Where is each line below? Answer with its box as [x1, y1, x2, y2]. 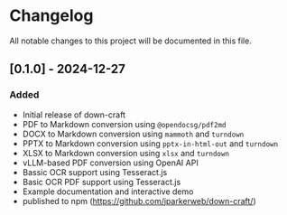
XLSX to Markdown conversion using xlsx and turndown [22, 147, 230, 158]
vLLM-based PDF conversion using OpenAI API [22, 157, 199, 168]
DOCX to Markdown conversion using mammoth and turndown [22, 128, 245, 139]
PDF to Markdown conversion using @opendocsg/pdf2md [22, 118, 227, 129]
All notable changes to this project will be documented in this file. [9, 35, 253, 46]
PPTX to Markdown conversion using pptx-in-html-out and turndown [22, 137, 278, 149]
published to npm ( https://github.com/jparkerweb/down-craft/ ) [22, 195, 257, 206]
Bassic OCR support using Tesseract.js [22, 166, 168, 177]
